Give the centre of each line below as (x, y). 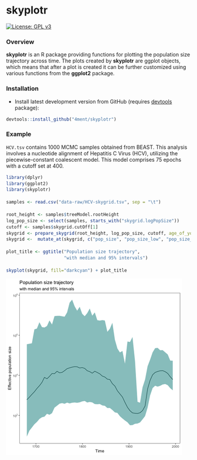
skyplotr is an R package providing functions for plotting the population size (98, 55)
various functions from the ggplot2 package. (60, 74)
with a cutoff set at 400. (35, 166)
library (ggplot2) (27, 184)
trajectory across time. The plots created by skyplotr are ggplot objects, (93, 61)
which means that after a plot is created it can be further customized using (96, 67)
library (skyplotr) (28, 190)
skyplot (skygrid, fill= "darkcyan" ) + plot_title (67, 270)
